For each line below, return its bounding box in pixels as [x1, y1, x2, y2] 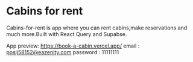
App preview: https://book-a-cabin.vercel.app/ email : [6, 42, 140, 49]
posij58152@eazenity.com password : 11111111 [6, 48, 119, 55]
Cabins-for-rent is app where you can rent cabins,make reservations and [6, 24, 188, 31]
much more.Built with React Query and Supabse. [6, 30, 127, 37]
